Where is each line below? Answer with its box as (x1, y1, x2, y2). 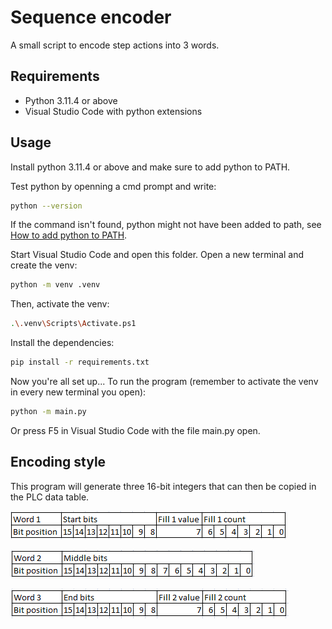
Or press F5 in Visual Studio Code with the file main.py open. (10, 424, 261, 436)
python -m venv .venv (10, 280, 101, 290)
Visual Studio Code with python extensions (24, 105, 203, 117)
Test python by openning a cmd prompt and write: (10, 180, 217, 192)
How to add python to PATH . (10, 229, 128, 241)
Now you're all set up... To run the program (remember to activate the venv (10, 376, 319, 388)
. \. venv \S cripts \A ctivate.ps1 (10, 319, 137, 329)
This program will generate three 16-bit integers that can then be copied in (10, 480, 317, 492)
